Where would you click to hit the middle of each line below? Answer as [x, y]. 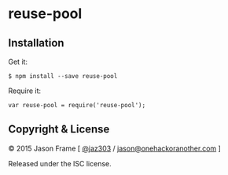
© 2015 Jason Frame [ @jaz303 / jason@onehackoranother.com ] [115, 148]
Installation [36, 43]
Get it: [18, 61]
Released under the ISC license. [60, 163]
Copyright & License [59, 130]
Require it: [25, 91]
